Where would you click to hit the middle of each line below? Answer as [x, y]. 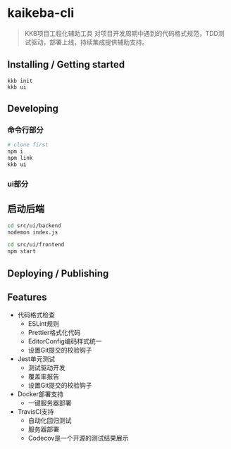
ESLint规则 [44, 324]
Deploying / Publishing [58, 273]
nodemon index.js [33, 232]
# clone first [28, 145]
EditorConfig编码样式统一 [65, 341]
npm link [20, 158]
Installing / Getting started [66, 65]
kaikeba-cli [41, 13]
